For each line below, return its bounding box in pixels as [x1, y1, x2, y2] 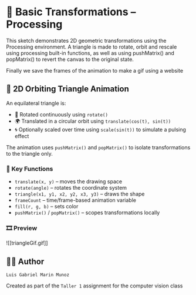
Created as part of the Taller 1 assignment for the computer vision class [6, 282, 183, 289]
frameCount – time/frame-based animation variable [14, 197, 137, 204]
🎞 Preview [6, 224, 38, 232]
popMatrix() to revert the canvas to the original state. [6, 56, 134, 63]
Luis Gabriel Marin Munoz [6, 272, 69, 278]
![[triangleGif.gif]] [6, 239, 48, 246]
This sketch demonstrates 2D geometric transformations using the [6, 37, 167, 44]
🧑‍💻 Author [6, 256, 45, 266]
